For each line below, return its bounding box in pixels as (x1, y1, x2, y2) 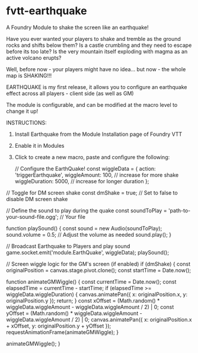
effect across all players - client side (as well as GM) (6, 90, 135, 97)
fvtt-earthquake (6, 4, 87, 18)
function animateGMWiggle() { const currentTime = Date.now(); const (6, 278, 177, 285)
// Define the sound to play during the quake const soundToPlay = (6, 206, 167, 214)
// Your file (59, 213, 86, 220)
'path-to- (168, 206, 191, 214)
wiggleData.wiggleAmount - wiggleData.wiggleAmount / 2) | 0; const (6, 303, 174, 310)
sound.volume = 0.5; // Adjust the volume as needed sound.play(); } (6, 231, 172, 238)
